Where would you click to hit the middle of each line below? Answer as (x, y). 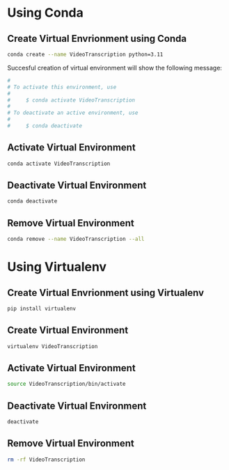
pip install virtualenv (42, 308)
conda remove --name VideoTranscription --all (76, 239)
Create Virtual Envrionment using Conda (97, 39)
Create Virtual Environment (68, 330)
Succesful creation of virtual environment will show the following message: (115, 68)
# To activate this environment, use (62, 87)
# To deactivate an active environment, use (73, 113)
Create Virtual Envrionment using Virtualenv (105, 293)
